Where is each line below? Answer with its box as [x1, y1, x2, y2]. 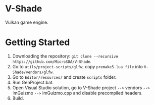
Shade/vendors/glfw [12, 70, 53, 75]
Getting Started [5, 37, 70, 48]
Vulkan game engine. [5, 19, 49, 25]
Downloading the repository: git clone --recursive [12, 53, 118, 59]
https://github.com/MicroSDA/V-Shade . [12, 58, 92, 64]
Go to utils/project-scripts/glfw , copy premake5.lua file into [12, 63, 143, 69]
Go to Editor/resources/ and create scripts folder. [12, 74, 117, 80]
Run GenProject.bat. [12, 79, 53, 85]
